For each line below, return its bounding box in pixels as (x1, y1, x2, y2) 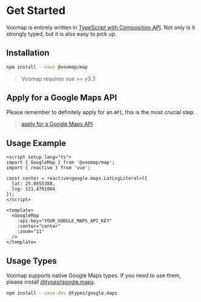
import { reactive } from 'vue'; (6, 165, 91, 171)
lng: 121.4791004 (12, 186, 56, 192)
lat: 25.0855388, (12, 180, 56, 187)
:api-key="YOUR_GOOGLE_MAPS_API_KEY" (17, 218, 113, 224)
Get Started (6, 4, 65, 18)
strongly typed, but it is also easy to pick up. (6, 30, 117, 37)
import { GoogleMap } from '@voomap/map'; (6, 159, 115, 166)
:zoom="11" (17, 228, 45, 235)
